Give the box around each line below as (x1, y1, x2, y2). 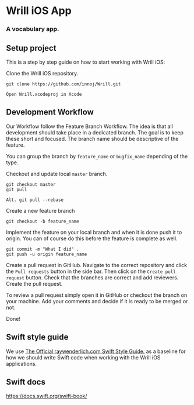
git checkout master (6, 181, 57, 188)
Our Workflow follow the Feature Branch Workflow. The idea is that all (6, 123, 173, 130)
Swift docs (6, 377, 45, 387)
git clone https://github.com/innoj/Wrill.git (6, 81, 121, 87)
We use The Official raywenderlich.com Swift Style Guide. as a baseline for (6, 348, 186, 355)
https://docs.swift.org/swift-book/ (6, 393, 87, 400)
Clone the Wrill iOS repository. (6, 70, 79, 77)
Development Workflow (6, 107, 94, 117)
